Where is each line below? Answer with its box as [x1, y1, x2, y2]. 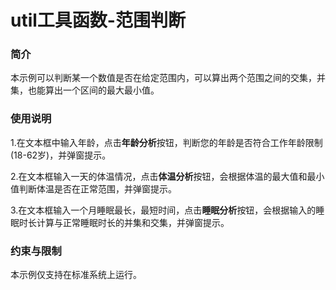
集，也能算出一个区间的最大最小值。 [10, 84, 160, 96]
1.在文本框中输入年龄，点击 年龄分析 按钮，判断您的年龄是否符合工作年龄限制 [10, 136, 323, 148]
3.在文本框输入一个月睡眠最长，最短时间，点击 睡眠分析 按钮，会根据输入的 [10, 204, 317, 216]
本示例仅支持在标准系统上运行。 [10, 269, 142, 281]
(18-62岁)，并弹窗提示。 [10, 149, 112, 161]
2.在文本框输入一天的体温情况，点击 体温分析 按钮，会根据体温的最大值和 [10, 170, 308, 182]
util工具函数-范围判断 [10, 9, 186, 32]
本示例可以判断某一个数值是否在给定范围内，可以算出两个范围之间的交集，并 [10, 72, 326, 84]
